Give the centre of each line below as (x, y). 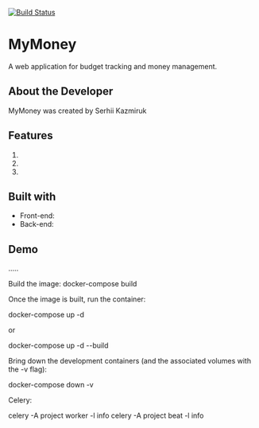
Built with (32, 196)
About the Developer (61, 91)
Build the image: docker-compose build (73, 284)
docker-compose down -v (51, 385)
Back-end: (37, 224)
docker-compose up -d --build (58, 345)
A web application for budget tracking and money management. (113, 66)
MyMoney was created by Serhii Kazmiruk (77, 111)
